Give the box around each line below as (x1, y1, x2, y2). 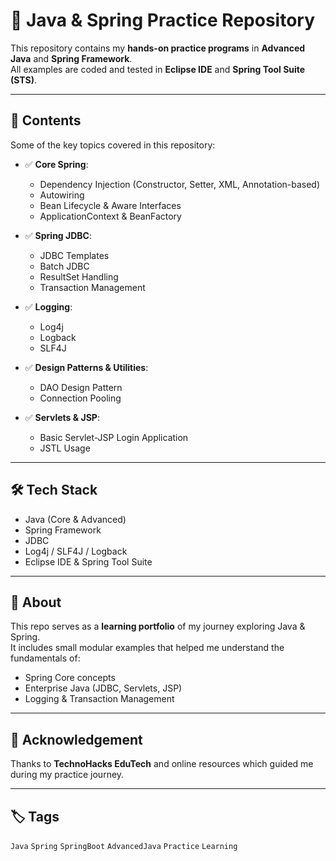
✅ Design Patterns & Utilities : (24, 361, 149, 373)
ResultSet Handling (39, 270, 119, 283)
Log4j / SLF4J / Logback (24, 545, 128, 557)
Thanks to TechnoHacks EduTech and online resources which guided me (10, 758, 314, 770)
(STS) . (10, 74, 38, 86)
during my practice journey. (10, 769, 125, 781)
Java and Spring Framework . (10, 52, 133, 64)
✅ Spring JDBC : (24, 229, 92, 241)
